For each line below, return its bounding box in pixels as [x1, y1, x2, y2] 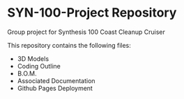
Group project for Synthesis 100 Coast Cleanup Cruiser [7, 28, 166, 36]
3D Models [17, 54, 49, 63]
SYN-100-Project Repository [7, 5, 177, 21]
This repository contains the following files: [7, 41, 131, 49]
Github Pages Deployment [17, 84, 93, 92]
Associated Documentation [17, 76, 95, 84]
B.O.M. [17, 69, 37, 78]
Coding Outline [17, 62, 61, 70]
